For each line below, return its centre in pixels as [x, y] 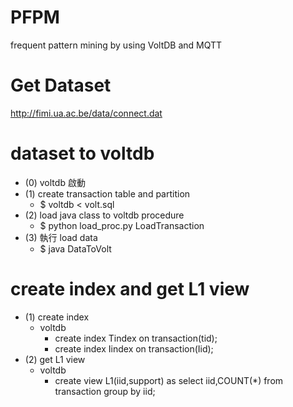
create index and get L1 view [130, 289]
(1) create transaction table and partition [107, 193]
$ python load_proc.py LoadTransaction [122, 225]
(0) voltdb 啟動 [55, 182]
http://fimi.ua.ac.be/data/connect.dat [86, 113]
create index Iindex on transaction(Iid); [134, 348]
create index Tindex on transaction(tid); [136, 338]
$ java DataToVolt [75, 248]
